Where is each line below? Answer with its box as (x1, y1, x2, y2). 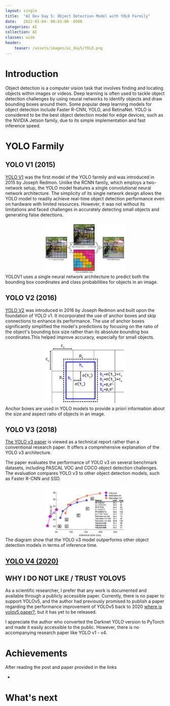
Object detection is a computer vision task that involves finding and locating (5, 85, 163, 91)
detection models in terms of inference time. (5, 542, 98, 548)
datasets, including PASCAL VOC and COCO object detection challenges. (5, 465, 158, 471)
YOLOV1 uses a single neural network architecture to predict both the (5, 273, 149, 279)
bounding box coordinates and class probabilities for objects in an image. (5, 279, 158, 285)
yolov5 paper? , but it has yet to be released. (5, 609, 97, 615)
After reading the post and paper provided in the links (5, 664, 117, 670)
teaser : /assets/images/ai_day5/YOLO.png (14, 46, 103, 51)
